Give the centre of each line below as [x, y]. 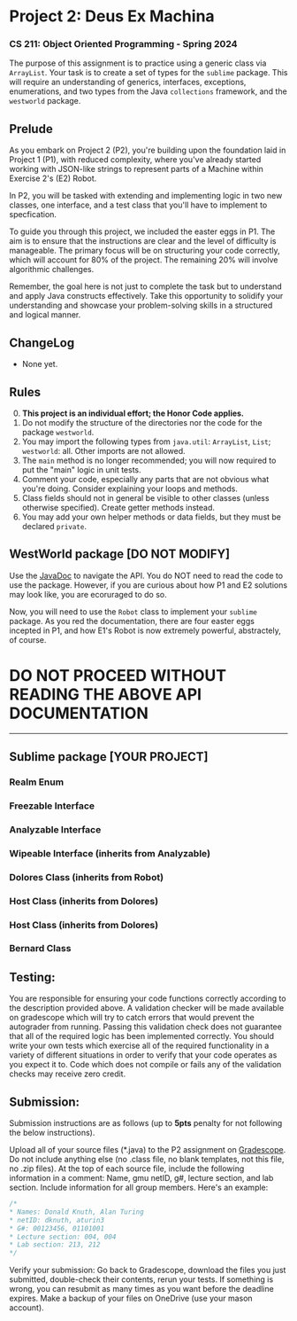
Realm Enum [37, 782]
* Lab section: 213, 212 [55, 1245]
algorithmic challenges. [52, 270]
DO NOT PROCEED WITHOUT [118, 675]
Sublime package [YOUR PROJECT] [109, 757]
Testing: [32, 977]
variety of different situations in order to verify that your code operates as [143, 1055]
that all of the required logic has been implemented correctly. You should [141, 1036]
